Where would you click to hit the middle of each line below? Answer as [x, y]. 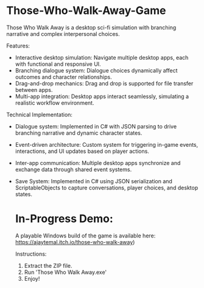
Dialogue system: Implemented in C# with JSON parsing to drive [96, 126]
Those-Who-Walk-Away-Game [86, 11]
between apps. [34, 90]
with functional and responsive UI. [58, 64]
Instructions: [31, 254]
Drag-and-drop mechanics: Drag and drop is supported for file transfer [104, 83]
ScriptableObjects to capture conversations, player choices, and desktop [107, 188]
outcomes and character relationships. [63, 77]
